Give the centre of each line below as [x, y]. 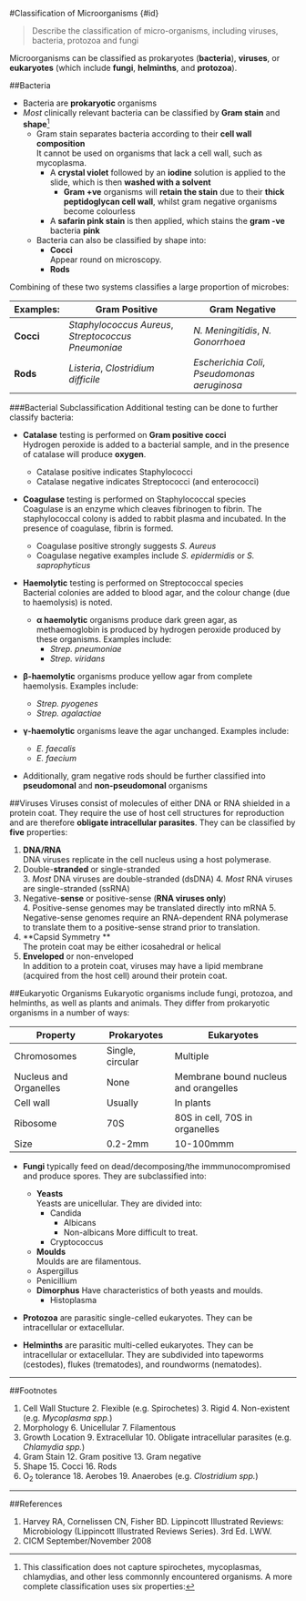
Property [56, 1035]
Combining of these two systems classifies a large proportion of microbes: [149, 287]
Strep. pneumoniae [86, 648]
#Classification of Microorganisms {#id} [84, 13]
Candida [66, 1213]
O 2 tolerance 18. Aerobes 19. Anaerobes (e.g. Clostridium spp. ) [140, 1477]
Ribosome [36, 1123]
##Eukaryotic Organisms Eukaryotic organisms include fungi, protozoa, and [151, 993]
